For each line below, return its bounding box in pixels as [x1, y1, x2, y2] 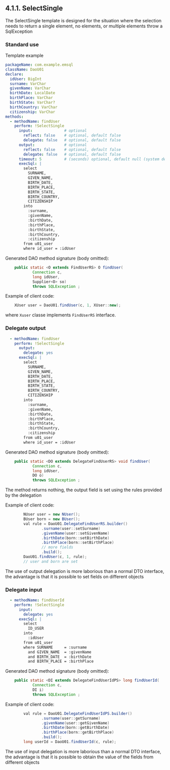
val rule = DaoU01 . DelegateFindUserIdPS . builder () [23, 711, 133, 716]
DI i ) [32, 687, 44, 692]
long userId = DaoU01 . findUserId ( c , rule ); [23, 740, 116, 745]
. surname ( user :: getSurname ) [41, 716, 101, 721]
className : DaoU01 [5, 67, 44, 72]
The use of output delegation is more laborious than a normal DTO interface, [5, 568, 164, 574]
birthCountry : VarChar [10, 104, 58, 109]
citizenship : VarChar [10, 109, 56, 115]
